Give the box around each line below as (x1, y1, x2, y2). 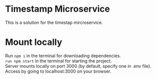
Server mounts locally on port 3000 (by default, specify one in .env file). (5, 63, 152, 69)
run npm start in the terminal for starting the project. (5, 58, 112, 64)
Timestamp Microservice (5, 3, 110, 15)
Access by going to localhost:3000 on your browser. (5, 68, 112, 74)
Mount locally (5, 37, 62, 48)
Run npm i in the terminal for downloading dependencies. (5, 53, 122, 59)
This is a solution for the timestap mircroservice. (5, 20, 103, 25)
